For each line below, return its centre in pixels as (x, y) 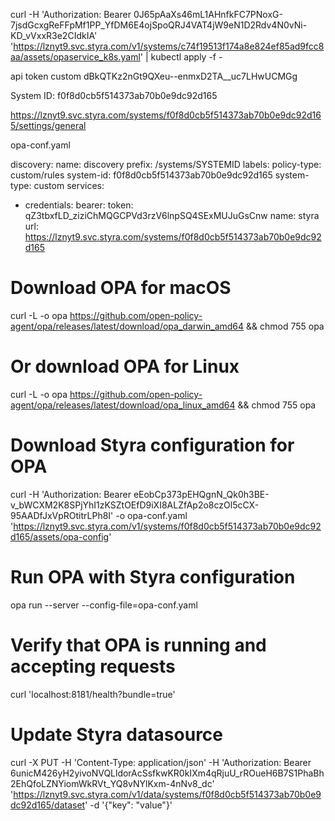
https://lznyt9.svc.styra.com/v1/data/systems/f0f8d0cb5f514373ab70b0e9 (167, 794)
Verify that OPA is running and (138, 645)
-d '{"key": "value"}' (131, 805)
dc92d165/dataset (48, 805)
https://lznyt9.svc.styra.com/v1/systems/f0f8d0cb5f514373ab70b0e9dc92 (167, 526)
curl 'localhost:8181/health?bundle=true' (93, 694)
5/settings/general (48, 125)
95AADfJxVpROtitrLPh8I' (62, 515)
